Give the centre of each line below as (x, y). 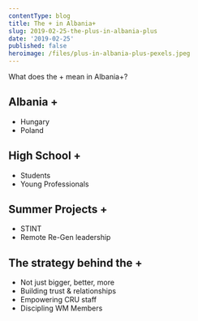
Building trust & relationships (68, 291)
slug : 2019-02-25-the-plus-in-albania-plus (83, 31)
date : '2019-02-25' (41, 39)
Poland (32, 130)
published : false (38, 46)
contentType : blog (39, 16)
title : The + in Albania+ (52, 24)
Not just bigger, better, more (67, 282)
